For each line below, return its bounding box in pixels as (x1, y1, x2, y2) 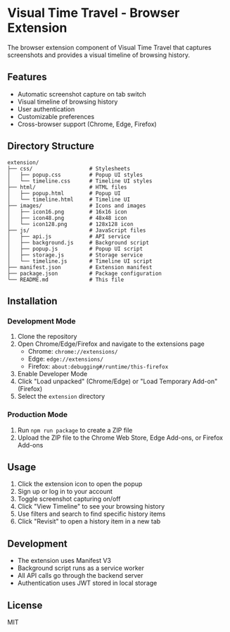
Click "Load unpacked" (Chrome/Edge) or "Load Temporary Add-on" (17, 377, 218, 385)
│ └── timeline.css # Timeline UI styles (7, 178, 153, 185)
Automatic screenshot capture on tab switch (17, 89, 146, 98)
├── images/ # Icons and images (7, 202, 146, 209)
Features (7, 71, 47, 83)
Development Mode (7, 316, 76, 326)
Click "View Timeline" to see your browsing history (17, 502, 165, 511)
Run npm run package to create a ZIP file (17, 426, 133, 434)
